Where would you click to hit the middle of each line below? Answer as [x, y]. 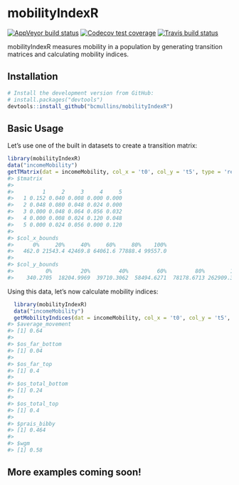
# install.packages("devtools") [55, 100]
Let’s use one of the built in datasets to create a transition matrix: [102, 146]
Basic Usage [36, 129]
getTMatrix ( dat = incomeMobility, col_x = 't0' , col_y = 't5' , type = [114, 172]
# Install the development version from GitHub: [81, 93]
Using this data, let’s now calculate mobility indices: [83, 291]
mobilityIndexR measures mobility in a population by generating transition [115, 46]
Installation [33, 77]
